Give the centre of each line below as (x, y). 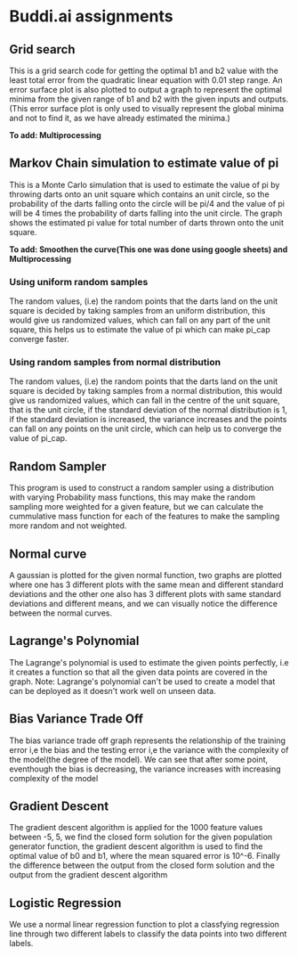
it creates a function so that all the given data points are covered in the (139, 672)
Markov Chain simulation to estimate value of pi (144, 163)
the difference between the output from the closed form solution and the (142, 865)
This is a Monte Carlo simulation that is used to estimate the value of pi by (145, 184)
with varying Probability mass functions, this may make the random (133, 497)
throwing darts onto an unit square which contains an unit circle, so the (139, 194)
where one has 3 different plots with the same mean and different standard (146, 584)
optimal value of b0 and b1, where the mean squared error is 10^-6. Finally (145, 856)
